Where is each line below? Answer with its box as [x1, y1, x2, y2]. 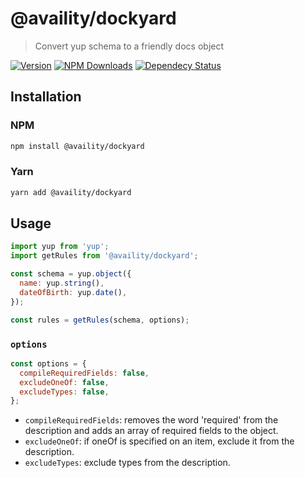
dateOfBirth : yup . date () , [19, 287, 128, 297]
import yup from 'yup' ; [10, 242, 110, 252]
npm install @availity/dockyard [10, 141, 145, 151]
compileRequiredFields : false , [19, 368, 150, 378]
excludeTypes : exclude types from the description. [24, 457, 231, 469]
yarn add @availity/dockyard [10, 187, 132, 197]
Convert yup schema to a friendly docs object [34, 40, 225, 52]
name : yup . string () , [19, 278, 105, 289]
